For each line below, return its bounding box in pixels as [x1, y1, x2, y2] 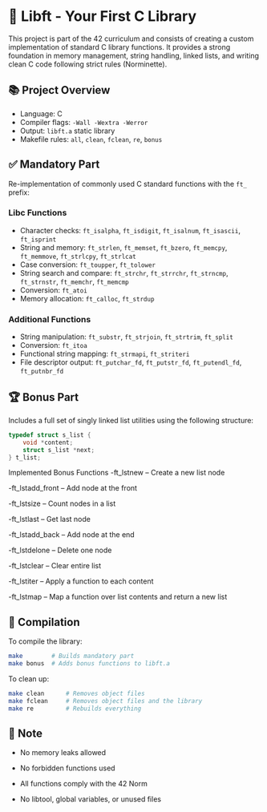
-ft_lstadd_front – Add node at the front [8, 483, 138, 493]
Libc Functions [8, 208, 67, 219]
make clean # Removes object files [8, 689, 146, 698]
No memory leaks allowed [19, 748, 107, 757]
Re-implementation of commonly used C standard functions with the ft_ [8, 179, 247, 188]
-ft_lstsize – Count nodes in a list [8, 499, 116, 508]
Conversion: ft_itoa [19, 341, 88, 350]
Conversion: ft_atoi [19, 285, 88, 295]
